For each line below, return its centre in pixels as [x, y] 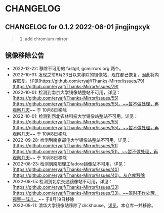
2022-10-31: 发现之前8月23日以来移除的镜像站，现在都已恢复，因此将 [83, 74]
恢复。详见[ [28, 81]
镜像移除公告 [25, 56]
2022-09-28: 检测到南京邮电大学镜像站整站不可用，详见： [72, 140]
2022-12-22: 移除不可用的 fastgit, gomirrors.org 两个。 [68, 68]
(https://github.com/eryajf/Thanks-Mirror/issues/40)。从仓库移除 [79, 175]
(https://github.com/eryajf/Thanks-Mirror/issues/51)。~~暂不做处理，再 [85, 151]
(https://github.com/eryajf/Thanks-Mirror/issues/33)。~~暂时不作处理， [86, 193]
